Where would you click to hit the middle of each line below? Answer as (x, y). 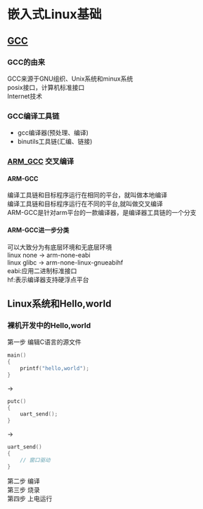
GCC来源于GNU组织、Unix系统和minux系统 (70, 79)
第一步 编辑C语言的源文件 (45, 342)
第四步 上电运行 (30, 498)
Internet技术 (25, 96)
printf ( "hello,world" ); (55, 368)
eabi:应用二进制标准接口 (42, 270)
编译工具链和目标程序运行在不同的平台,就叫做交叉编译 (85, 204)
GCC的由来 (26, 62)
